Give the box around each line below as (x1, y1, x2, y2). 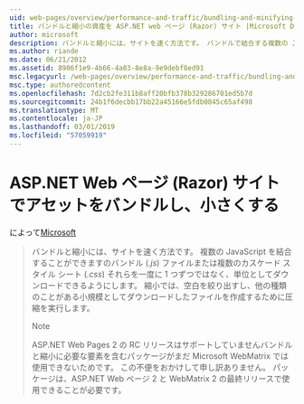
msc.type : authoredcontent (9, 80, 111, 89)
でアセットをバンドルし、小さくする (9, 195, 280, 216)
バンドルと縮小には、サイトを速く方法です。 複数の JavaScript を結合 (31, 246, 292, 257)
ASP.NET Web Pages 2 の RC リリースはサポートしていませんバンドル (31, 339, 293, 350)
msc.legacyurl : (9, 72, 67, 81)
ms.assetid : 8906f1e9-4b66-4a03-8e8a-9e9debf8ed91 (9, 64, 204, 73)
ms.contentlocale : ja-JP (9, 114, 103, 123)
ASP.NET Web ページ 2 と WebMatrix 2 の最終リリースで (71, 372, 282, 384)
